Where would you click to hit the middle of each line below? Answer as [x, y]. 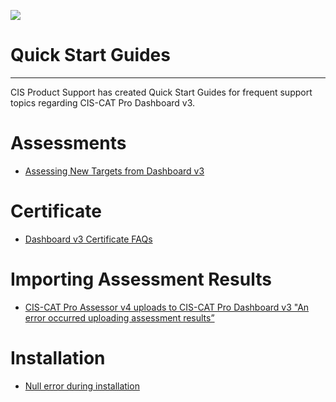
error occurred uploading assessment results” [119, 317]
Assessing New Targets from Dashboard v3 [114, 171]
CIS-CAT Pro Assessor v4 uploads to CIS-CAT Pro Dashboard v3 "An [167, 307]
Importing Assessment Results [141, 279]
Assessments [68, 143]
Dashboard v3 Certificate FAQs [88, 239]
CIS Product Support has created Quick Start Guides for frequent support [161, 92]
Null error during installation [82, 386]
